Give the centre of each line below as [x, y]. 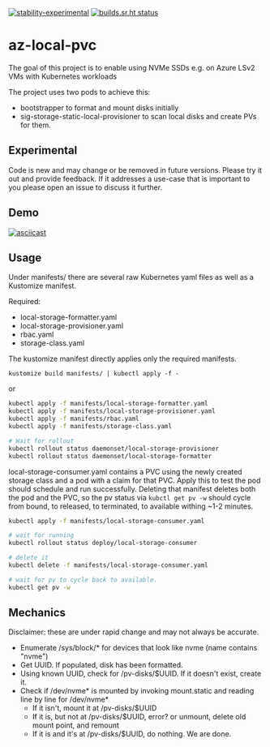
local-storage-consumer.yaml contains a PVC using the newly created [125, 471]
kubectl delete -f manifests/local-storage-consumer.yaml [108, 565]
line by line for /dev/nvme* [64, 700]
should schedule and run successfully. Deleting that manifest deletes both [132, 489]
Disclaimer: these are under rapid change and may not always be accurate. [134, 632]
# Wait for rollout [41, 441]
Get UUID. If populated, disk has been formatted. [102, 665]
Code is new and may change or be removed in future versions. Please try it [135, 170]
